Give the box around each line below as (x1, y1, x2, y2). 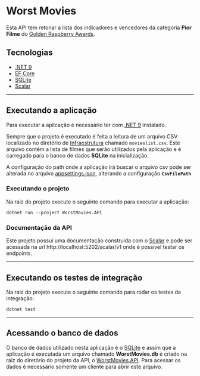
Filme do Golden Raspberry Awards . (6, 30, 95, 37)
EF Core (14, 70, 35, 77)
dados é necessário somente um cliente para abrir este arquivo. (6, 363, 162, 370)
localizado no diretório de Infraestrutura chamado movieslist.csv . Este (6, 139, 180, 146)
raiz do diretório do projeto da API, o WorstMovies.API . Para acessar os (6, 356, 181, 363)
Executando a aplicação (6, 106, 97, 116)
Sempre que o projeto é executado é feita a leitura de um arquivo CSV (6, 132, 178, 140)
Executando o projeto (6, 184, 70, 193)
